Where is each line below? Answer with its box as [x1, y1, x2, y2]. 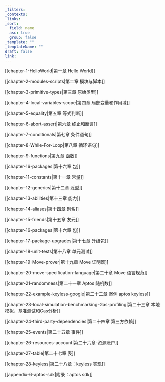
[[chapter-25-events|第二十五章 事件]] [5, 329, 83, 335]
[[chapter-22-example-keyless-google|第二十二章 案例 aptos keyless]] [5, 291, 151, 297]
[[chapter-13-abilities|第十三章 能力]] [5, 195, 81, 201]
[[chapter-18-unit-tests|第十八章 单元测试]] [5, 248, 93, 255]
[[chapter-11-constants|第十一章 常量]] [5, 174, 84, 180]
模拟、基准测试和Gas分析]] [5, 308, 60, 314]
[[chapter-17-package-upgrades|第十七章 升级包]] [5, 238, 108, 244]
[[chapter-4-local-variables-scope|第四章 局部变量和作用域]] [5, 100, 130, 106]
